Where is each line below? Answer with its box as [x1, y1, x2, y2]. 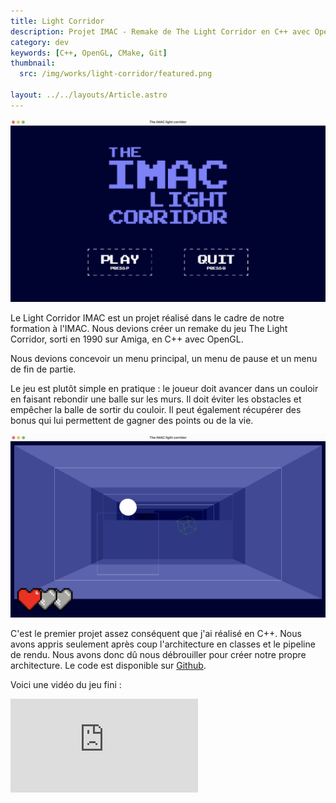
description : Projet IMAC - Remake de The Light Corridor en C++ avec [10, 26, 311, 37]
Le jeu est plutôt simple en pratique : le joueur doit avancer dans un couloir [10, 383, 319, 395]
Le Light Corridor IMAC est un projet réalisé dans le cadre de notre [10, 312, 285, 324]
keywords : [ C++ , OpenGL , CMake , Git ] [10, 48, 168, 58]
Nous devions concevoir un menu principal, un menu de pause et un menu [10, 353, 318, 365]
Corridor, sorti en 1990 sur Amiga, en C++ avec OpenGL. [10, 333, 244, 345]
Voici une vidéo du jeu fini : [10, 679, 122, 691]
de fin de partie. [10, 363, 77, 375]
